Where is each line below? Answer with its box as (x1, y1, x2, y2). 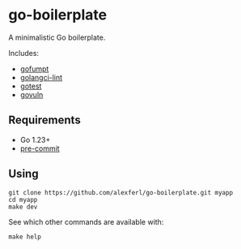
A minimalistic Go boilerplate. (8, 32, 106, 42)
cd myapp (8, 195, 38, 204)
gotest (19, 81, 42, 91)
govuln (19, 89, 44, 99)
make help (8, 233, 42, 241)
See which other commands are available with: (8, 217, 164, 226)
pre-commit (19, 144, 60, 153)
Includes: (8, 48, 39, 58)
